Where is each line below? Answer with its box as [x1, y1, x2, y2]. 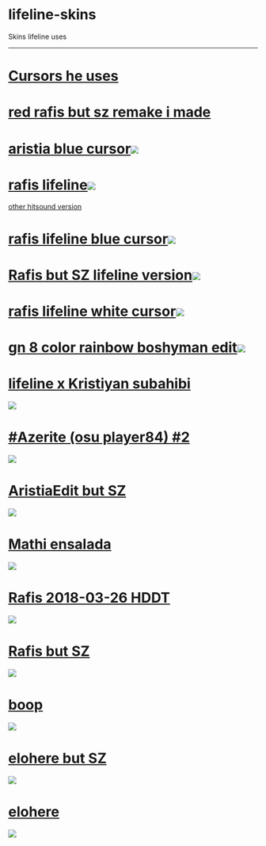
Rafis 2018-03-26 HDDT [8, 589, 170, 607]
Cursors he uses [8, 67, 119, 85]
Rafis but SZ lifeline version [8, 266, 192, 284]
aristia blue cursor [8, 140, 131, 158]
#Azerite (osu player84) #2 [8, 428, 190, 446]
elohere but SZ [8, 749, 107, 767]
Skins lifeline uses [8, 32, 67, 41]
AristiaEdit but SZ [8, 482, 127, 500]
